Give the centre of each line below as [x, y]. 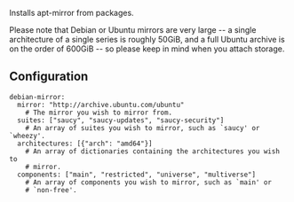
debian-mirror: [37, 97]
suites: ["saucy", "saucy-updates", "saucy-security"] [121, 120]
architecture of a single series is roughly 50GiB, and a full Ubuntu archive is [147, 39]
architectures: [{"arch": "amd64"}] [85, 144]
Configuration [49, 77]
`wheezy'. [28, 136]
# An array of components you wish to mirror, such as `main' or [149, 182]
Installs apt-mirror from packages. [72, 13]
